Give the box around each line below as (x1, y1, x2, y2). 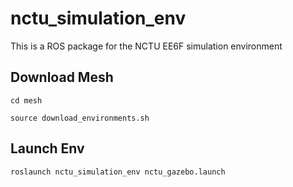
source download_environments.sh (10, 113, 150, 123)
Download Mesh (10, 69, 114, 86)
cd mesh (10, 95, 43, 106)
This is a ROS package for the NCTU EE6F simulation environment (10, 40, 283, 52)
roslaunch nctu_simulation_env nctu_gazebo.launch (10, 167, 226, 177)
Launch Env (10, 140, 85, 157)
